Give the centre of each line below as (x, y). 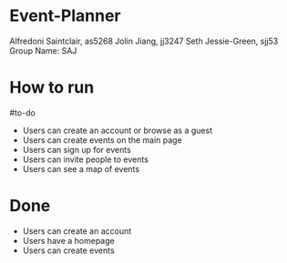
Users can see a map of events (81, 168)
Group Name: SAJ (43, 50)
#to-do (23, 112)
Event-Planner (65, 16)
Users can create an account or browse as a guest (117, 130)
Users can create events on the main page (102, 140)
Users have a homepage (69, 240)
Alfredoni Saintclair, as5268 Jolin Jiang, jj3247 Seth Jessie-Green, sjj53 (144, 41)
